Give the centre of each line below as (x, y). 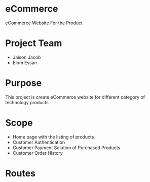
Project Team (34, 43)
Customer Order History (38, 153)
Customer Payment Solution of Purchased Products (66, 148)
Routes (20, 173)
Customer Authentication (39, 142)
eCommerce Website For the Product (44, 23)
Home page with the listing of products (53, 136)
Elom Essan (25, 62)
